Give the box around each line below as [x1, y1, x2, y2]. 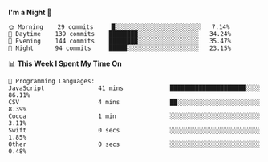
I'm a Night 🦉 [8, 8, 52, 17]
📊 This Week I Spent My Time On [8, 59, 122, 68]
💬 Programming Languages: [8, 77, 95, 85]
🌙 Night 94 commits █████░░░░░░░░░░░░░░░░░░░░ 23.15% [8, 44, 231, 52]
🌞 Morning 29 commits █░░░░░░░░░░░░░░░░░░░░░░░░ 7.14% [8, 23, 230, 31]
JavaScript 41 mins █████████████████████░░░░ [8, 84, 261, 92]
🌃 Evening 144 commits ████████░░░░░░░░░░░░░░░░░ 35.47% [8, 37, 231, 45]
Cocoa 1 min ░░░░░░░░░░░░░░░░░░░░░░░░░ [8, 112, 261, 120]
